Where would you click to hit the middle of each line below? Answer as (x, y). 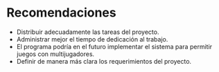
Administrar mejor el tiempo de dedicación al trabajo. (92, 39)
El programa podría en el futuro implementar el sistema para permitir (114, 46)
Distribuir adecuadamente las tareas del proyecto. (88, 32)
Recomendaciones (61, 13)
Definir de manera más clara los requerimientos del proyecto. (104, 61)
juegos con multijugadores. (55, 54)
